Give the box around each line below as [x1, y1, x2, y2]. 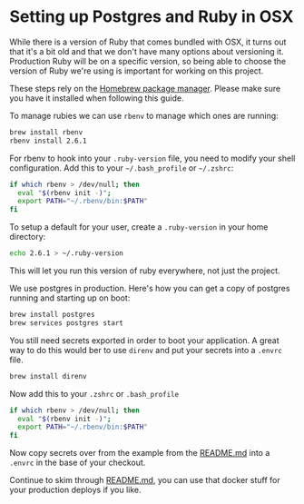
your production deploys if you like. [9, 484, 142, 496]
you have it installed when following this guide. [9, 93, 184, 104]
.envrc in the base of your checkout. [9, 457, 146, 469]
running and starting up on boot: [9, 292, 131, 303]
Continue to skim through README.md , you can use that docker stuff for [9, 475, 280, 486]
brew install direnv [9, 371, 88, 380]
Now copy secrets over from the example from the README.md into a [9, 448, 270, 459]
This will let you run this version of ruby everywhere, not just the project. [9, 265, 280, 276]
